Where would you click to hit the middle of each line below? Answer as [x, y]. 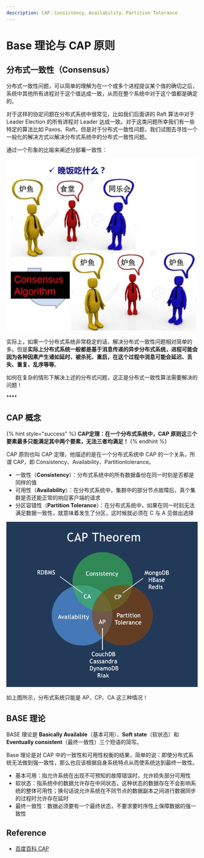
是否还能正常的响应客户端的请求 [60, 498]
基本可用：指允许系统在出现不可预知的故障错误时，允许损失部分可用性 [103, 775]
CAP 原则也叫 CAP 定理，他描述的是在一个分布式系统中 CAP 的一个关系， [98, 454]
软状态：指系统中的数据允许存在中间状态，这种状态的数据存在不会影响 [103, 783]
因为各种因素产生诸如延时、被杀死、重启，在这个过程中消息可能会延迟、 [97, 357]
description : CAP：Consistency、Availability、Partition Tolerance [92, 13]
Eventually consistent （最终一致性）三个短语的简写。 [74, 742]
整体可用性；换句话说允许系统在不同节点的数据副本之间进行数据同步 [111, 790]
